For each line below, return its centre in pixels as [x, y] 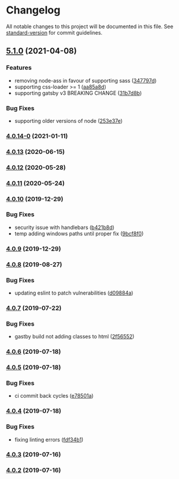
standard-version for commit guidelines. [54, 32]
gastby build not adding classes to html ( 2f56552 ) [74, 337]
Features [19, 68]
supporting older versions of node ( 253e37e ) [69, 121]
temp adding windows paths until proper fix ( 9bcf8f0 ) [79, 233]
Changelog [33, 10]
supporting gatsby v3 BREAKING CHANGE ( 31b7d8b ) [78, 93]
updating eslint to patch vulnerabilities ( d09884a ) [74, 293]
